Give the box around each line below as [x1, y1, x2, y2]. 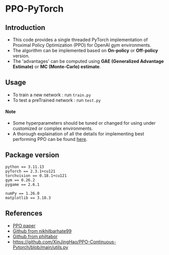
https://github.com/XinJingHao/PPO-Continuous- [12, 239, 116, 245]
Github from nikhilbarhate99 [12, 228, 72, 234]
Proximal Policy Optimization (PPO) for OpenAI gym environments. [12, 42, 151, 48]
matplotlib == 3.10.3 [5, 195, 51, 200]
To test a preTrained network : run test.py [12, 97, 101, 103]
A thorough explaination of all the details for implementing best [12, 131, 145, 137]
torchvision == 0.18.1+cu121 [5, 173, 67, 178]
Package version [5, 151, 59, 160]
